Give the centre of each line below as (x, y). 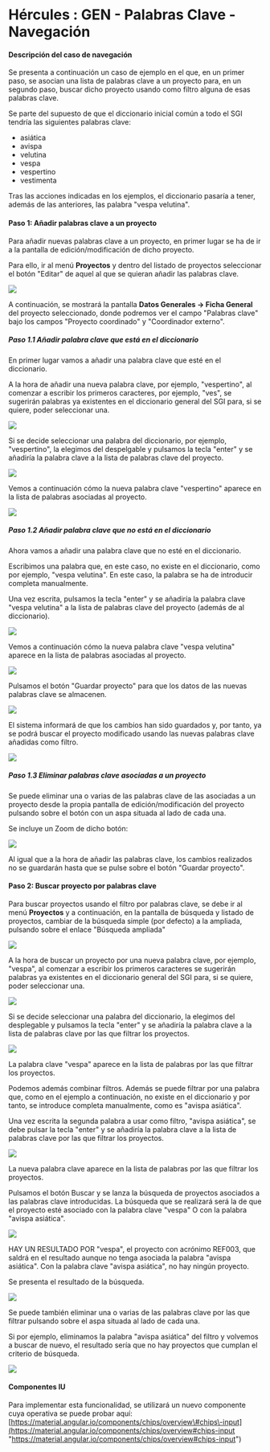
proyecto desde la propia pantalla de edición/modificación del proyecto (127, 804)
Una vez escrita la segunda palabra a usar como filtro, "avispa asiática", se (132, 1121)
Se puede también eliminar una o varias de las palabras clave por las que (129, 1312)
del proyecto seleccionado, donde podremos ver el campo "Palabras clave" (133, 313)
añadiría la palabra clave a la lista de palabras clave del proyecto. (116, 457)
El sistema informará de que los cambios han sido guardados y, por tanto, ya (135, 724)
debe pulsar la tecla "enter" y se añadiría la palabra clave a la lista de (123, 1129)
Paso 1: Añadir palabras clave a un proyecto (83, 223)
